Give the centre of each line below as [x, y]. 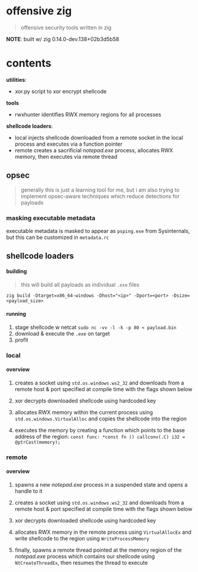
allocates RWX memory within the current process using [84, 412]
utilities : [16, 79]
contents [29, 63]
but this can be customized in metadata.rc [58, 237]
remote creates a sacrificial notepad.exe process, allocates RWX [94, 150]
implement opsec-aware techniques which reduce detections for [100, 196]
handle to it [29, 491]
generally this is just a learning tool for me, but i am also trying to [100, 190]
